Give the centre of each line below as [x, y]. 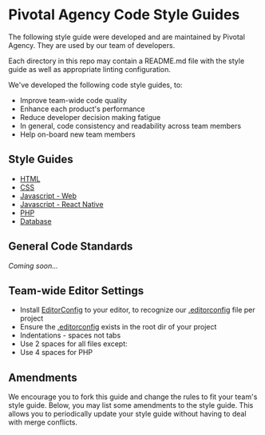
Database [36, 221]
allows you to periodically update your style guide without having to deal [127, 414]
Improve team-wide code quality [73, 100]
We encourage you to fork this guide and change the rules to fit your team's [133, 397]
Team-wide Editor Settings [76, 291]
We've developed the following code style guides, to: [95, 85]
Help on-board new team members [77, 134]
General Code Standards [71, 247]
